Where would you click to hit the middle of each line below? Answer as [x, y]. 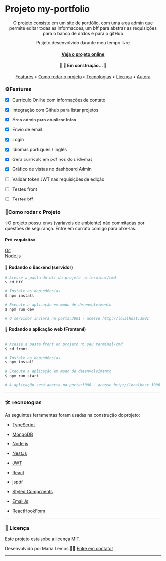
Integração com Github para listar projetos [55, 110]
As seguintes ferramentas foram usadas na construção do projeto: [73, 415]
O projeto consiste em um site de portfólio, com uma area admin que [83, 23]
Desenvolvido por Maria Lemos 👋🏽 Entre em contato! [59, 549]
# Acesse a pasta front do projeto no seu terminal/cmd [64, 344]
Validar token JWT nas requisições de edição [58, 179]
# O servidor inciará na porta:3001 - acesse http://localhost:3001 [77, 318]
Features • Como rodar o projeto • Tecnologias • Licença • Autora [83, 76]
